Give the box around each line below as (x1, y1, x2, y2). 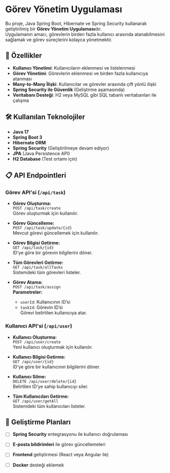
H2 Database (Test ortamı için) (12, 156, 78, 162)
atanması (12, 75, 32, 82)
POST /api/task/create (12, 206, 61, 211)
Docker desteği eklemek (12, 462, 64, 468)
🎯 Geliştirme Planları (5, 418, 71, 426)
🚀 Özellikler (5, 51, 42, 60)
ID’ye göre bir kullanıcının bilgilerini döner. (12, 364, 100, 370)
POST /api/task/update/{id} (12, 225, 72, 231)
